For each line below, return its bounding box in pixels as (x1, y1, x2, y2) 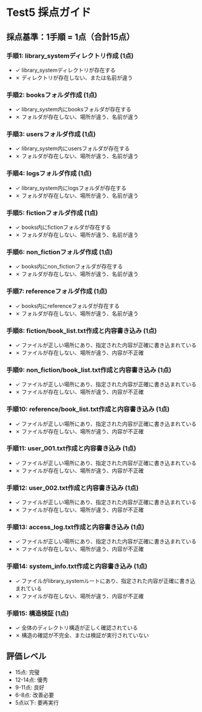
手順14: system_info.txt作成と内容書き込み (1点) (6, 562, 147, 571)
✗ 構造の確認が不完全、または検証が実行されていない (15, 632, 149, 639)
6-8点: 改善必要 (15, 691, 55, 699)
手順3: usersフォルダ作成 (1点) (6, 130, 96, 139)
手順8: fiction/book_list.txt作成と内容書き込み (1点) (6, 326, 157, 335)
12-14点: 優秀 (15, 676, 49, 683)
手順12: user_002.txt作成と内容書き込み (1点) (6, 483, 139, 492)
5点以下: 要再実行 (15, 699, 59, 706)
